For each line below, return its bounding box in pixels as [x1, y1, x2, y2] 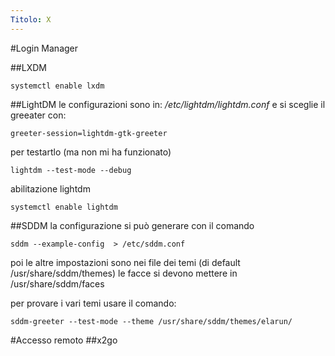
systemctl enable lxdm [10, 81, 105, 91]
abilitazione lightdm [10, 182, 91, 195]
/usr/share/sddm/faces [10, 277, 105, 290]
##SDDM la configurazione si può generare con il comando [10, 219, 255, 231]
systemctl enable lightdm [10, 202, 118, 212]
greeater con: [10, 109, 67, 121]
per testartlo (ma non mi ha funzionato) [10, 146, 172, 158]
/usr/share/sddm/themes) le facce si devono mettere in [10, 267, 238, 279]
